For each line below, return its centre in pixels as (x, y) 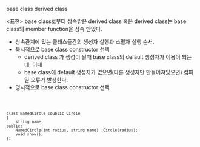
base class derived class (37, 9)
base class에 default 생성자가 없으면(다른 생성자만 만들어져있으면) (103, 72)
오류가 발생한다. (49, 80)
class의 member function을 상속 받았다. (55, 29)
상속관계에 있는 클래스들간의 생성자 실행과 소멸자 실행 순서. (85, 42)
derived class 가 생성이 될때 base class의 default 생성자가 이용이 (102, 57)
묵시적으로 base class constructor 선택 (62, 49)
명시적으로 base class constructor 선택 (62, 87)
